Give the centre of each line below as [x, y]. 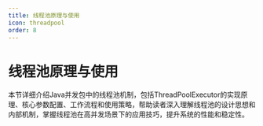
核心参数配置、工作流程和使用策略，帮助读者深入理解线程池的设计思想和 [139, 105]
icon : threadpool [37, 23]
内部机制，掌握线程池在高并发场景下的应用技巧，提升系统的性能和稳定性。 [128, 114]
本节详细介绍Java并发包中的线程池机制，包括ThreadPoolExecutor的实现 [124, 94]
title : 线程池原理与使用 [44, 15]
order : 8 [22, 30]
